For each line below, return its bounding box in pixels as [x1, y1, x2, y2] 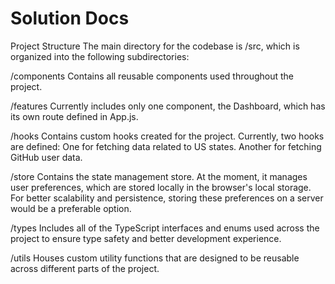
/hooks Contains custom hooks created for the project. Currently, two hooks [10, 130, 325, 142]
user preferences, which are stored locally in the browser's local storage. [10, 181, 312, 193]
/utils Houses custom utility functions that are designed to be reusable [10, 252, 300, 264]
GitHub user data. [10, 151, 83, 163]
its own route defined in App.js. [10, 110, 139, 122]
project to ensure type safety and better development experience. [10, 232, 282, 244]
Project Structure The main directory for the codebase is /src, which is [10, 40, 300, 52]
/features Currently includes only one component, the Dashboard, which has [10, 100, 326, 112]
